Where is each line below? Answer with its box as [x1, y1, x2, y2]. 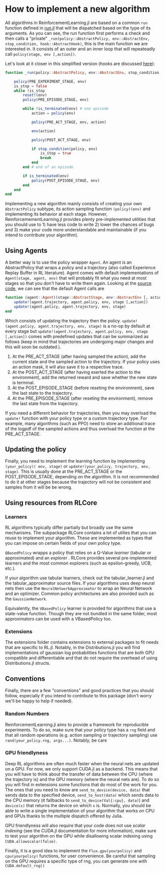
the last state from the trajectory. [12, 400, 79, 406]
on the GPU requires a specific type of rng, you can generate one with [5, 858, 147, 864]
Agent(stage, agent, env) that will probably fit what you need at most [5, 275, 147, 281]
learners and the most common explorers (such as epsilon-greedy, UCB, [5, 560, 152, 566]
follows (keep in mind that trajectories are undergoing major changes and [5, 339, 154, 344]
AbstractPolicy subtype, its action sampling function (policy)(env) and [5, 206, 151, 212]
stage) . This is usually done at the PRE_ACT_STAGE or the [5, 468, 122, 474]
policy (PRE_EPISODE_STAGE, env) [23, 97, 89, 102]
